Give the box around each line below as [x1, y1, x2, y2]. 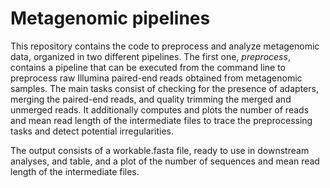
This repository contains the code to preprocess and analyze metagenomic [10, 40, 320, 52]
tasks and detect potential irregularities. [10, 125, 174, 137]
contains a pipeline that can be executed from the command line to [10, 61, 286, 73]
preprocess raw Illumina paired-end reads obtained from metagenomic [10, 72, 303, 84]
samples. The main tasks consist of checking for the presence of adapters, [10, 82, 319, 94]
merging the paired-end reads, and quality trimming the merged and [10, 93, 292, 105]
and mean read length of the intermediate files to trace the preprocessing [10, 114, 313, 126]
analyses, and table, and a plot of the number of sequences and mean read [10, 155, 320, 167]
